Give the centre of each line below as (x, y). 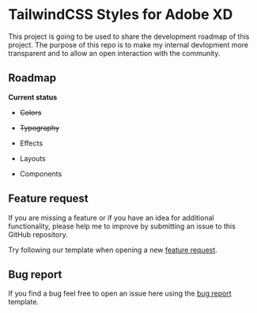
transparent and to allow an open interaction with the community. (114, 53)
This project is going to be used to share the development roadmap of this (129, 36)
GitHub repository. (38, 234)
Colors (30, 112)
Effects (31, 143)
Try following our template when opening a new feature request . (113, 250)
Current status (33, 97)
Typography (40, 127)
